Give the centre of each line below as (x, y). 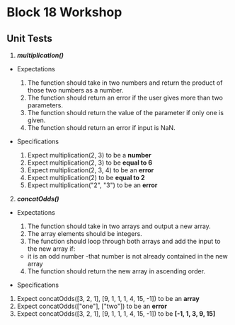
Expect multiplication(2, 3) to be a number (89, 155)
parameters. (45, 105)
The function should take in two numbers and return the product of (125, 83)
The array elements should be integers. (85, 234)
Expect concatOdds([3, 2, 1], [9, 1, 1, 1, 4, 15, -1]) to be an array (108, 299)
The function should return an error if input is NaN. (101, 128)
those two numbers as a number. (75, 90)
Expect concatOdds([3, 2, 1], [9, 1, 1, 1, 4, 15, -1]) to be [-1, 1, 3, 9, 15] (116, 314)
